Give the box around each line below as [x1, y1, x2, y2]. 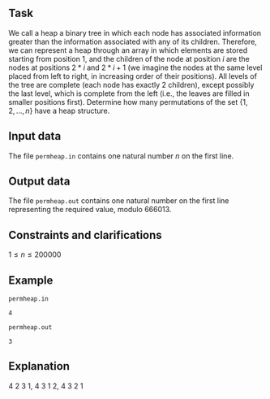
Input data [8, 129, 62, 143]
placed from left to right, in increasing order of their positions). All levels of [8, 71, 258, 80]
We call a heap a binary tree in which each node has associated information [8, 28, 262, 37]
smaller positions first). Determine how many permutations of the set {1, [8, 97, 248, 106]
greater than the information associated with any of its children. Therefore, [8, 37, 258, 46]
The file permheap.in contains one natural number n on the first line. [8, 150, 234, 161]
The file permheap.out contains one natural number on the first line [8, 196, 229, 206]
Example [8, 273, 54, 287]
